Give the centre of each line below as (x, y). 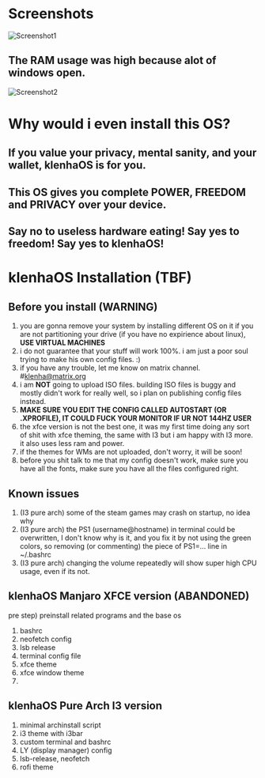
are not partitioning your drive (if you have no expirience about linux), (132, 334)
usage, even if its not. (55, 571)
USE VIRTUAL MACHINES (62, 343)
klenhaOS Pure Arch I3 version (85, 706)
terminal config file (50, 655)
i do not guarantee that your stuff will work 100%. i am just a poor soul (134, 351)
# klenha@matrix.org (53, 376)
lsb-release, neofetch (55, 758)
